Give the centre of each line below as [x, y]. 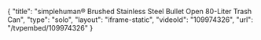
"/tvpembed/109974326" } [50, 28]
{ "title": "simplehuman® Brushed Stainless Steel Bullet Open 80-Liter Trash [130, 11]
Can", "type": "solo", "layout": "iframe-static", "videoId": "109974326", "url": [130, 20]
